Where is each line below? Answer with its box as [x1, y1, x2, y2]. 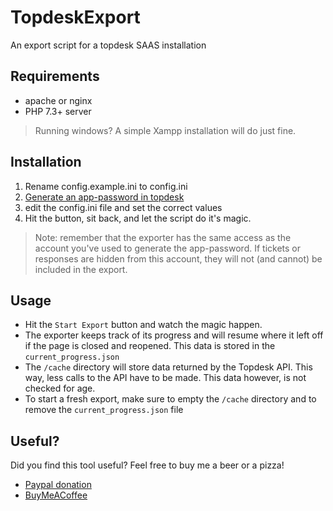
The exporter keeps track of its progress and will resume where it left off [24, 329, 324, 341]
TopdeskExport [10, 6, 141, 29]
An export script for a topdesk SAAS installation [10, 39, 207, 51]
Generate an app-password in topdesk [24, 191, 185, 203]
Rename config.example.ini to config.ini [24, 180, 188, 192]
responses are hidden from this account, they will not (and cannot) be [34, 252, 323, 265]
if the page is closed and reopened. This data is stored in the [24, 340, 276, 352]
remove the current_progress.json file [24, 404, 184, 416]
